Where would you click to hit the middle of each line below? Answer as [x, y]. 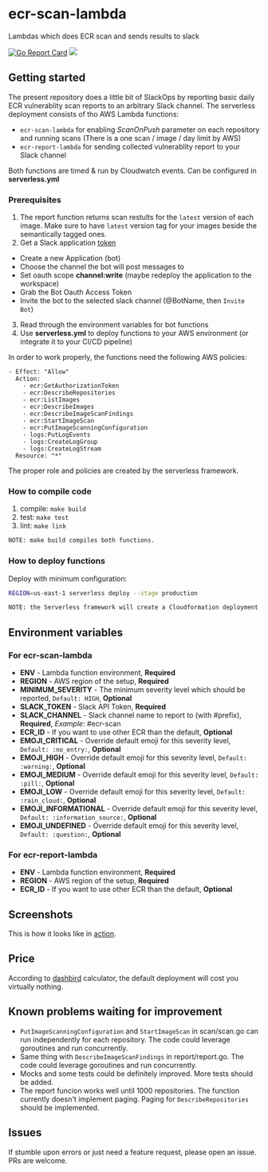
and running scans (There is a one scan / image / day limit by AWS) [130, 138]
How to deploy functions [57, 561]
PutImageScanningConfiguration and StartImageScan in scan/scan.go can [139, 1031]
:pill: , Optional [47, 783]
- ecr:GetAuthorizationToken [71, 386]
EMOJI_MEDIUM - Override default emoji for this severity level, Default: [139, 774]
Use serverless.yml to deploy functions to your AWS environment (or [134, 334]
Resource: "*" [39, 456]
